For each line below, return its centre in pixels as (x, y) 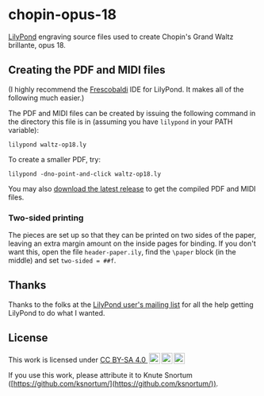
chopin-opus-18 (63, 15)
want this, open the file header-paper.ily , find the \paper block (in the (122, 252)
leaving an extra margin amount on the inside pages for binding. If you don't (132, 243)
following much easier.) (46, 98)
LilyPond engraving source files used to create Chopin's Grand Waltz (121, 37)
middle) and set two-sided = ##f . (62, 261)
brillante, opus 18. (37, 45)
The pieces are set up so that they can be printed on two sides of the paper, (132, 235)
